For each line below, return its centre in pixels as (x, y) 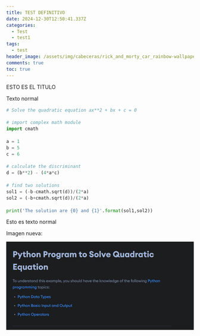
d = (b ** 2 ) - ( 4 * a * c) (33, 173)
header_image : (24, 57)
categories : (21, 25)
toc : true (18, 69)
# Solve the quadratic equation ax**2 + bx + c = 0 (71, 110)
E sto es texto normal (31, 222)
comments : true (25, 63)
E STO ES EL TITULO (31, 87)
